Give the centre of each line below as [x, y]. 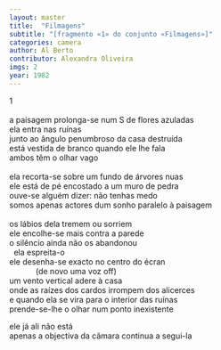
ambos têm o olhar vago [54, 158]
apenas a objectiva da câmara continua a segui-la [101, 336]
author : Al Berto [41, 51]
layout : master [37, 17]
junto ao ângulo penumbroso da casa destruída [96, 138]
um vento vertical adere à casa [66, 281]
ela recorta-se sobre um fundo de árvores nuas [96, 176]
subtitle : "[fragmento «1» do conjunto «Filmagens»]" [111, 34]
